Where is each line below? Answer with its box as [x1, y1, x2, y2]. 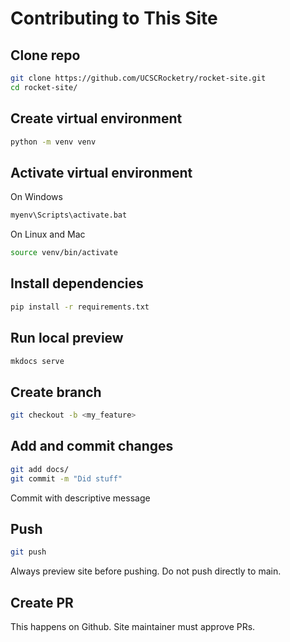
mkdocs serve [10, 356, 65, 366]
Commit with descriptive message [10, 492, 151, 504]
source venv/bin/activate [10, 248, 118, 258]
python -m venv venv [10, 137, 97, 147]
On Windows [10, 191, 63, 203]
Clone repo [10, 47, 81, 64]
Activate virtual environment [10, 164, 193, 181]
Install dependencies [10, 275, 144, 292]
